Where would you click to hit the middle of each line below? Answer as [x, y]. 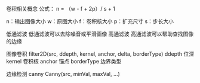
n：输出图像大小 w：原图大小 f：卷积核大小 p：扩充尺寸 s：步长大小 [90, 21]
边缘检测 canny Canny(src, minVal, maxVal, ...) [63, 74]
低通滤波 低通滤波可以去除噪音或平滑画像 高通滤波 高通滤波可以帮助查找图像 [100, 34]
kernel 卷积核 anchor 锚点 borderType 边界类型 [64, 61]
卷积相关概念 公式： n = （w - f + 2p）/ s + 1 [61, 9]
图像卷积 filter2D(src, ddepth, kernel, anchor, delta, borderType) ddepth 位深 [100, 54]
